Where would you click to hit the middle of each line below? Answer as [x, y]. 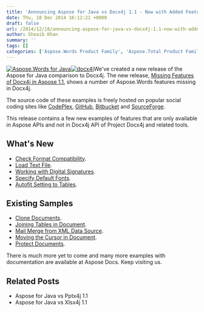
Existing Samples [40, 203]
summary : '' [21, 40]
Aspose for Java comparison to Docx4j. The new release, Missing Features [100, 75]
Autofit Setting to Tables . [46, 184]
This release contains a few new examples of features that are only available [102, 118]
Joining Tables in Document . [51, 224]
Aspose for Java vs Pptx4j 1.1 [51, 296]
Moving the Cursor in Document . [56, 237]
